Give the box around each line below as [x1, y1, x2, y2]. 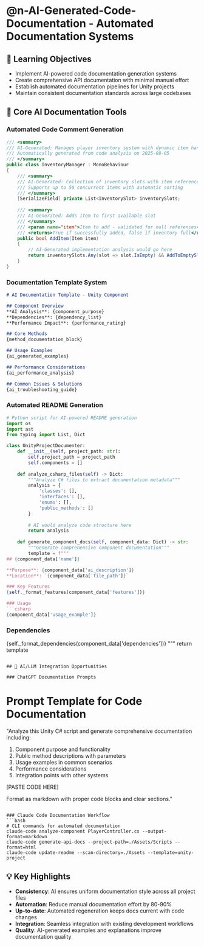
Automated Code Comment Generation [6, 125, 124, 134]
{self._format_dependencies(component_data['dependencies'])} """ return [6, 640, 192, 648]
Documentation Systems [6, 30, 134, 43]
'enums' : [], [38, 499, 72, 506]
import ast [6, 426, 34, 432]
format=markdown [6, 834, 47, 840]
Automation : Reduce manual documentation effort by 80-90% [15, 900, 172, 908]
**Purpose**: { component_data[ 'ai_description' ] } [6, 567, 135, 573]
